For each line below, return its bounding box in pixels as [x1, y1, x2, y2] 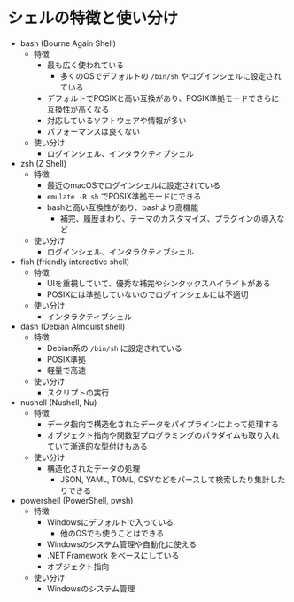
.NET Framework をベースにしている [46, 550, 180, 560]
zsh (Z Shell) [19, 158, 67, 168]
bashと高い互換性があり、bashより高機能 [46, 201, 199, 213]
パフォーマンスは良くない [46, 126, 141, 137]
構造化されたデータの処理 [46, 463, 141, 473]
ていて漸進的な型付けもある [46, 441, 148, 451]
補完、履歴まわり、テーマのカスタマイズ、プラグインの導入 [59, 213, 277, 223]
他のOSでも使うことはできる [59, 528, 165, 538]
